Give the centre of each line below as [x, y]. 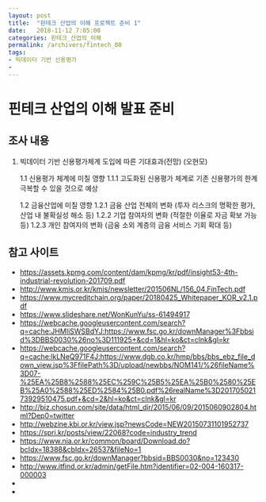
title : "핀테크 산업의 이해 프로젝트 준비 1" [74, 23]
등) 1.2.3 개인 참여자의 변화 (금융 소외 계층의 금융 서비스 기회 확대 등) [125, 225]
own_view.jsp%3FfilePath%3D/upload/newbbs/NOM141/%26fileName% [137, 365]
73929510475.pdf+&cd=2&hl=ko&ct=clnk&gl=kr [98, 399]
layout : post [30, 15]
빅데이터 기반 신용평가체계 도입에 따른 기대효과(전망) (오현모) [114, 161]
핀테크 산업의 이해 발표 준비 [91, 109]
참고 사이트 [34, 252]
